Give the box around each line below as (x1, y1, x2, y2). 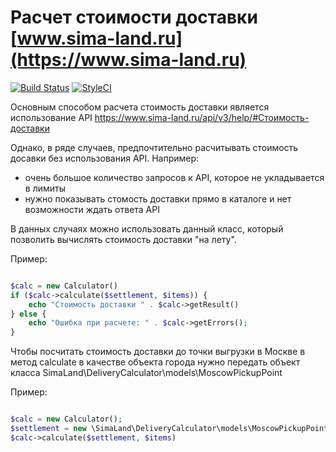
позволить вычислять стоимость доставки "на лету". (10, 233, 237, 245)
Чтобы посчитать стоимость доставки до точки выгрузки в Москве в (10, 346, 306, 358)
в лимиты (24, 182, 66, 194)
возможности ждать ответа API (24, 203, 160, 215)
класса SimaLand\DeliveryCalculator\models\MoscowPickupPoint (10, 367, 283, 379)
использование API (10, 111, 93, 123)
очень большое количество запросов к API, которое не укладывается (24, 171, 325, 183)
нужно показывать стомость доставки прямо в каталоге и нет (24, 192, 292, 205)
